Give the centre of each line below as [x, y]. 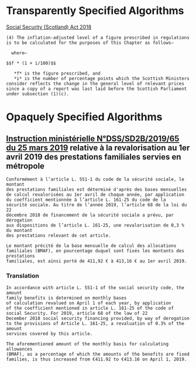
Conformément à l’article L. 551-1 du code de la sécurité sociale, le [95, 179]
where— [19, 53]
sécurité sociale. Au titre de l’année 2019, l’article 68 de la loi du [97, 205]
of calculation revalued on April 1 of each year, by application [89, 303]
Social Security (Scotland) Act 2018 [49, 27]
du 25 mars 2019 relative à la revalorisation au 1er [98, 147]
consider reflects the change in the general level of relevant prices [95, 84]
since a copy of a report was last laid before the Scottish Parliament [97, 89]
